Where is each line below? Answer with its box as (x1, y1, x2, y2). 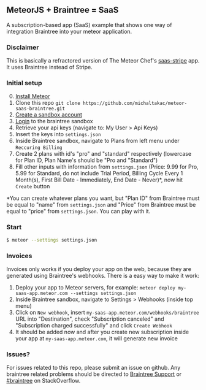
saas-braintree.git (15, 105, 66, 112)
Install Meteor (15, 93, 50, 100)
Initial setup (6, 79, 42, 88)
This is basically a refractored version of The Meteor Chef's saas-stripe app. (6, 57, 200, 64)
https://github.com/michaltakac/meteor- (82, 101, 188, 107)
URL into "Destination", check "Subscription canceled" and (15, 315, 164, 323)
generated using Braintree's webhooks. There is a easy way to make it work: (6, 272, 200, 279)
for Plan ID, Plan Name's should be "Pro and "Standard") (15, 156, 158, 164)
